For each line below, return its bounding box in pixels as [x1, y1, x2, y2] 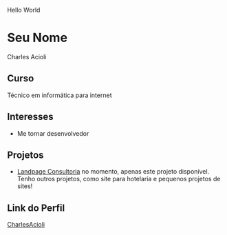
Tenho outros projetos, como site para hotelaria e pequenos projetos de [17, 175, 221, 183]
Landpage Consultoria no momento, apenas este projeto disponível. [17, 167, 210, 176]
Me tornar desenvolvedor [17, 129, 89, 137]
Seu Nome [7, 30, 67, 45]
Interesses [7, 111, 54, 123]
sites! [17, 182, 33, 190]
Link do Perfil [7, 202, 65, 214]
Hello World [7, 6, 41, 14]
